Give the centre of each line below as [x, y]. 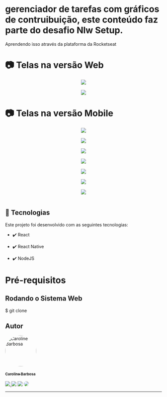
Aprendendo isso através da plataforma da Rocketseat [61, 44]
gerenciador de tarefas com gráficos [82, 9]
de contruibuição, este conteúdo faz [82, 20]
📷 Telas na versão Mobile [59, 113]
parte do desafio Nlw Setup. [64, 30]
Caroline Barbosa [20, 374]
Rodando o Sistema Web [44, 299]
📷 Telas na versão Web [54, 65]
